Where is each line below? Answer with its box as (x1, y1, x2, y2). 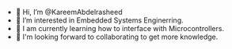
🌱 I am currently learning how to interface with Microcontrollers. (15, 24, 224, 33)
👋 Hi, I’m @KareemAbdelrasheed (15, 8, 123, 16)
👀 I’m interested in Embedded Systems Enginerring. (15, 16, 184, 25)
